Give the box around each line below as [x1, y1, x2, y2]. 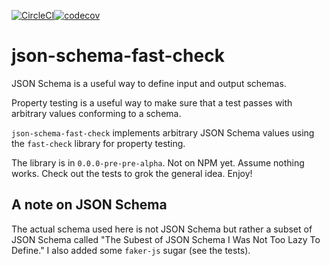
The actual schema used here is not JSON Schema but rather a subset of [11, 223, 313, 235]
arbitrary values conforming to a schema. [11, 107, 182, 119]
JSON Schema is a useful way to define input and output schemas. [11, 77, 287, 89]
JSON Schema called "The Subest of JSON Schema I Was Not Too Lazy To [11, 233, 321, 245]
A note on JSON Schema [11, 196, 168, 214]
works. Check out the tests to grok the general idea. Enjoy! [11, 167, 253, 179]
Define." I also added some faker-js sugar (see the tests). [11, 244, 251, 256]
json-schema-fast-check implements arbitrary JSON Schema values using [11, 126, 315, 139]
